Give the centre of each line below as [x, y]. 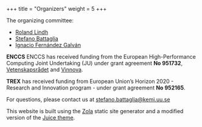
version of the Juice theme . [41, 118]
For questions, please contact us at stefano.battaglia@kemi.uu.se [88, 99]
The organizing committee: [40, 20]
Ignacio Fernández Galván [48, 45]
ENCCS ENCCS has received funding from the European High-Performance [101, 57]
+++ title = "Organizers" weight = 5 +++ [57, 9]
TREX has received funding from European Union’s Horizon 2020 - [90, 81]
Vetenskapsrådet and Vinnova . [45, 70]
